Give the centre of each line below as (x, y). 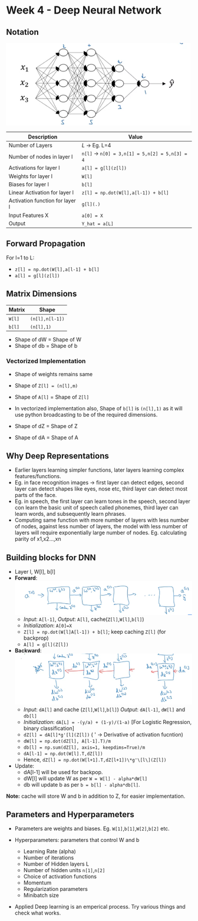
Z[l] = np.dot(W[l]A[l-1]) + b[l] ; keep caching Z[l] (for (95, 632)
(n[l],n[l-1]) (47, 319)
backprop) (36, 638)
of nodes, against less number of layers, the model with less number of (101, 527)
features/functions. (38, 476)
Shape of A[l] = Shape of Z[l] (52, 397)
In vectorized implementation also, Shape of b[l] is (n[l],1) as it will (98, 408)
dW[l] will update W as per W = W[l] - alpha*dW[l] (85, 778)
